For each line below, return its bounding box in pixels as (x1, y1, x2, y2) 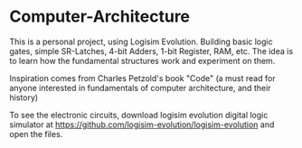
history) (9, 92, 39, 103)
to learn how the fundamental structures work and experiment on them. (9, 55, 276, 66)
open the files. (9, 128, 63, 139)
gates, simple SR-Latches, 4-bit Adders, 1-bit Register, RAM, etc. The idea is (9, 45, 294, 56)
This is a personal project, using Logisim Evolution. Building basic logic (9, 36, 273, 47)
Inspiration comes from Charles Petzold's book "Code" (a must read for (9, 72, 276, 83)
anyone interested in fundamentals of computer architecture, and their (9, 82, 271, 93)
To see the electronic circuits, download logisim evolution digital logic (9, 109, 269, 120)
